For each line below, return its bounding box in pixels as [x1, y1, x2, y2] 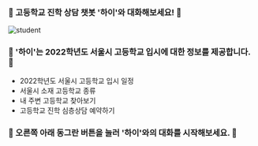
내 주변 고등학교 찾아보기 [19, 95, 96, 105]
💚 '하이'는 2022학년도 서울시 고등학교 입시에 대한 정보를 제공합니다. [8, 47, 251, 58]
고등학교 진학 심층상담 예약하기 [19, 105, 115, 115]
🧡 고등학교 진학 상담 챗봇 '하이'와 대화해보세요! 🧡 [8, 6, 182, 17]
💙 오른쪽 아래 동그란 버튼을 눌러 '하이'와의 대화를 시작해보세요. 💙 [8, 127, 237, 138]
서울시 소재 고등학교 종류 [19, 85, 96, 95]
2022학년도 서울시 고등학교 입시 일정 [19, 76, 134, 85]
